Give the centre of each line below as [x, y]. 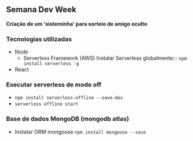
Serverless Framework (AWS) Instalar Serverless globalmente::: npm [105, 58]
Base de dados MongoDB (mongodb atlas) [68, 119]
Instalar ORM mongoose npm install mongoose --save [80, 132]
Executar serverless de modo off [54, 85]
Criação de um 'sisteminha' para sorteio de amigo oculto [77, 23]
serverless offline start [46, 104]
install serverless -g [51, 64]
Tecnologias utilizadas [39, 39]
